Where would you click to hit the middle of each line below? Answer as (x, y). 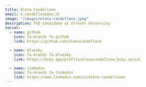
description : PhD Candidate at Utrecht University (58, 23)
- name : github (25, 32)
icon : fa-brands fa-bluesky (42, 55)
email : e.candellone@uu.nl (33, 14)
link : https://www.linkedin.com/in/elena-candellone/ (70, 77)
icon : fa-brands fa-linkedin (44, 73)
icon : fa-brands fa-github (41, 37)
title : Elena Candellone (30, 10)
